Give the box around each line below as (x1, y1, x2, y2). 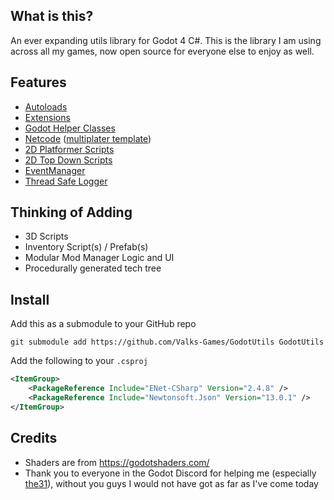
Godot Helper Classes (24, 122, 116, 134)
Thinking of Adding (10, 204, 133, 221)
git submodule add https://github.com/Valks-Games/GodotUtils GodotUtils (10, 337, 325, 348)
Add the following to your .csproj (10, 355, 148, 367)
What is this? (10, 8, 94, 25)
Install (10, 291, 50, 308)
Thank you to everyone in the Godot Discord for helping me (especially (24, 467, 317, 479)
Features (10, 74, 67, 91)
